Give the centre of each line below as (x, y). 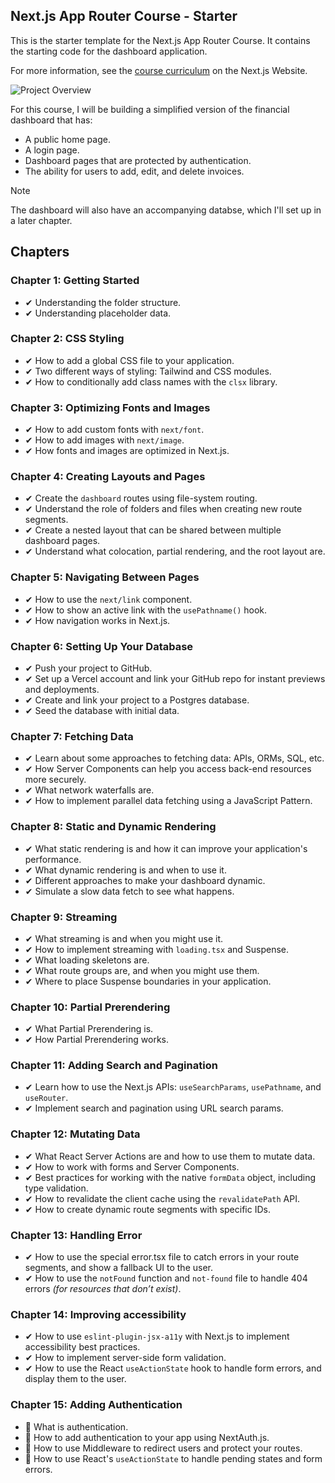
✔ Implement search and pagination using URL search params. (154, 1108)
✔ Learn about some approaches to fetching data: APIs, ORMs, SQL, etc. (174, 758)
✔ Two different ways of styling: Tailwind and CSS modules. (148, 371)
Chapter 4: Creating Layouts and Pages (108, 477)
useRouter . (46, 1098)
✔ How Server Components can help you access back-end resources (168, 769)
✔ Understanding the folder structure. (103, 302)
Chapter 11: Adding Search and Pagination (114, 1066)
